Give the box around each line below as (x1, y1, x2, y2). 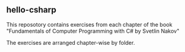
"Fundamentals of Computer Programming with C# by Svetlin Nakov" (6, 27, 180, 34)
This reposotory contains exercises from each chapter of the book (6, 21, 173, 28)
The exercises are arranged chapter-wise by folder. (6, 39, 135, 46)
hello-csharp (6, 5, 57, 15)
